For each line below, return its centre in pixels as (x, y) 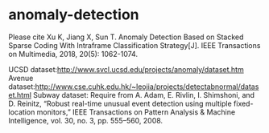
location (22, 112)
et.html (20, 95)
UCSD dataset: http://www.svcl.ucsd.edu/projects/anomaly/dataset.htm (126, 69)
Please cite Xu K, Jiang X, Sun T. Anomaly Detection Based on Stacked (126, 37)
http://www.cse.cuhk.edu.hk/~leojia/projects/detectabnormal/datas (147, 87)
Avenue (21, 78)
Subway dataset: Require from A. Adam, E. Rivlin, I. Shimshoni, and (144, 95)
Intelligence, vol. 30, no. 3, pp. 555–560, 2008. (86, 120)
